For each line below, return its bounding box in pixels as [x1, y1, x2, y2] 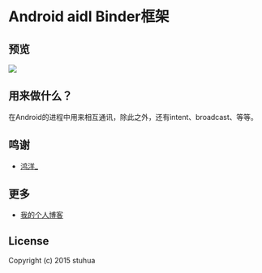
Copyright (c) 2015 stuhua [8, 256, 96, 266]
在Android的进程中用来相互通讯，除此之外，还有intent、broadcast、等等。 [8, 112, 258, 122]
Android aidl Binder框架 [8, 7, 170, 26]
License [8, 234, 49, 248]
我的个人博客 [19, 210, 63, 220]
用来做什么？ [8, 89, 73, 103]
